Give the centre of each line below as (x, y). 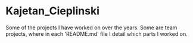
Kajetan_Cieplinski (52, 11)
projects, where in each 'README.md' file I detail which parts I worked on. (97, 33)
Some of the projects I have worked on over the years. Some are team (91, 27)
